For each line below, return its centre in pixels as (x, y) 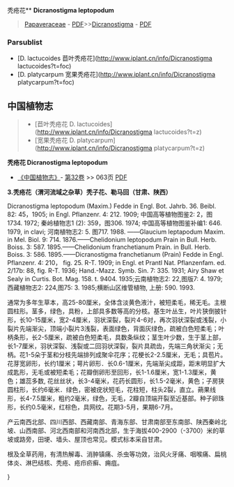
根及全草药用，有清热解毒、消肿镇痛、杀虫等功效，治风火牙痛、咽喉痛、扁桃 (117, 454)
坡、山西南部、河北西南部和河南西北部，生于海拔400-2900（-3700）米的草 (116, 430)
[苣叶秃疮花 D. (55, 124)
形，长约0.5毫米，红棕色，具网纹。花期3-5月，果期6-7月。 (92, 407)
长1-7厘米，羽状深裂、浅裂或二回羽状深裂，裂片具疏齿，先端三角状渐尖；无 (115, 346)
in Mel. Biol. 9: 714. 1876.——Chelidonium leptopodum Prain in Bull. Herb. (112, 240)
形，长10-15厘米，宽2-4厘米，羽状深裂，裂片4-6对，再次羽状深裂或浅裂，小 (117, 320)
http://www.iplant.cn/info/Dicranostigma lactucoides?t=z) (119, 132)
